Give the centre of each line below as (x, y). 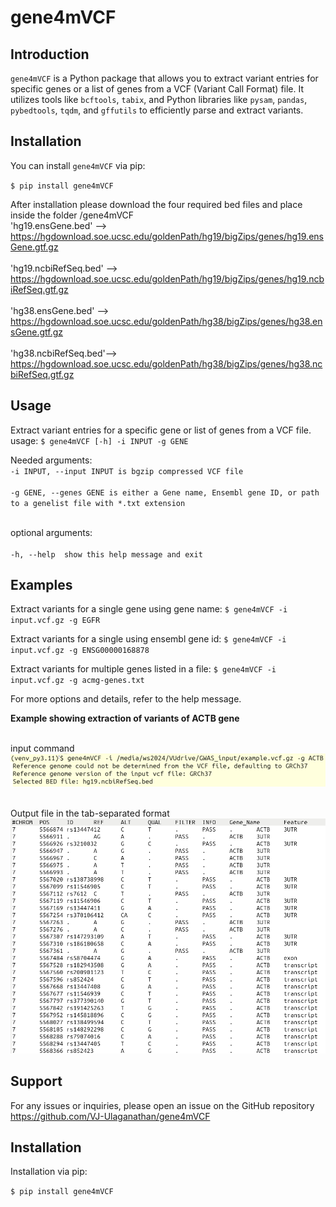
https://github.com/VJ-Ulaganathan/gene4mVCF (110, 1116)
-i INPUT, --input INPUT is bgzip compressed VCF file (127, 471)
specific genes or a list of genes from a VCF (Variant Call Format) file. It (157, 89)
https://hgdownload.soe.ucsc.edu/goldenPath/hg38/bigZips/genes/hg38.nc (166, 363)
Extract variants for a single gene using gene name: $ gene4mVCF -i (149, 609)
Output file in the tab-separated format (90, 813)
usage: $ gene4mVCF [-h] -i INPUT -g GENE (99, 440)
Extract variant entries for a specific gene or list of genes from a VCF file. (161, 430)
